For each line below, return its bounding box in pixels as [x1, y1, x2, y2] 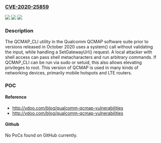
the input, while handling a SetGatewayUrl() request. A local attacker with [5, 49, 153, 55]
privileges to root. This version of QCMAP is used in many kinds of [5, 65, 139, 71]
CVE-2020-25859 [5, 3, 49, 10]
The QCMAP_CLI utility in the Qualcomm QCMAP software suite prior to [5, 38, 149, 45]
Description [5, 27, 34, 34]
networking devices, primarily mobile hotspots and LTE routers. [5, 70, 132, 75]
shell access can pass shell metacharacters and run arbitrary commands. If [5, 54, 157, 60]
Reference [5, 94, 27, 100]
